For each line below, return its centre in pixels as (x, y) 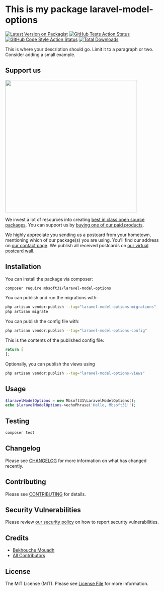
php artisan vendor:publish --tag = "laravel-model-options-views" (75, 373)
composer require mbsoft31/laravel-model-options (58, 288)
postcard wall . (20, 251)
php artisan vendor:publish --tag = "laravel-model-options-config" (76, 331)
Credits (17, 538)
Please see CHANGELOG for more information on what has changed (76, 461)
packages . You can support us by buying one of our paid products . (75, 225)
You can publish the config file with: (42, 322)
